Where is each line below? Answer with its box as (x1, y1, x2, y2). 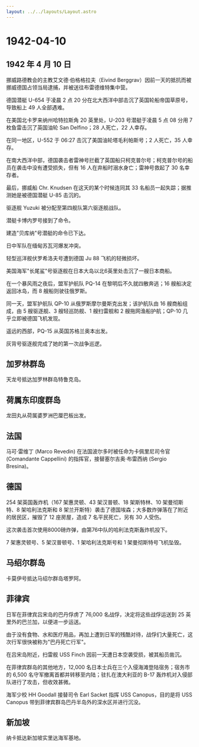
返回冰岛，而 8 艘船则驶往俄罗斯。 (6, 287, 91, 294)
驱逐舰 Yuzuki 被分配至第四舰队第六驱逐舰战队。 (6, 204, 124, 211)
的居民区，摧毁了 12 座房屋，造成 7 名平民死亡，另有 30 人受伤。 (6, 513, 165, 521)
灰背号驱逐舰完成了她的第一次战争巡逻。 (6, 340, 105, 347)
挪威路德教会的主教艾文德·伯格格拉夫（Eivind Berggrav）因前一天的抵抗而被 (6, 76, 192, 83)
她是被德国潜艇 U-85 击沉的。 (11, 191, 84, 198)
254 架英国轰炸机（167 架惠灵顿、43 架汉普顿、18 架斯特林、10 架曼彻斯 (6, 499, 184, 506)
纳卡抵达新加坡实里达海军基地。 (6, 735, 84, 742)
